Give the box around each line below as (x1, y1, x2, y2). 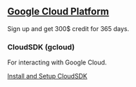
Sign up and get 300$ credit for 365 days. (7, 24, 130, 33)
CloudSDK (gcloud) (7, 42, 75, 52)
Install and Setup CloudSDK (7, 72, 88, 81)
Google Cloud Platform (7, 6, 109, 18)
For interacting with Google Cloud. (7, 58, 107, 66)
